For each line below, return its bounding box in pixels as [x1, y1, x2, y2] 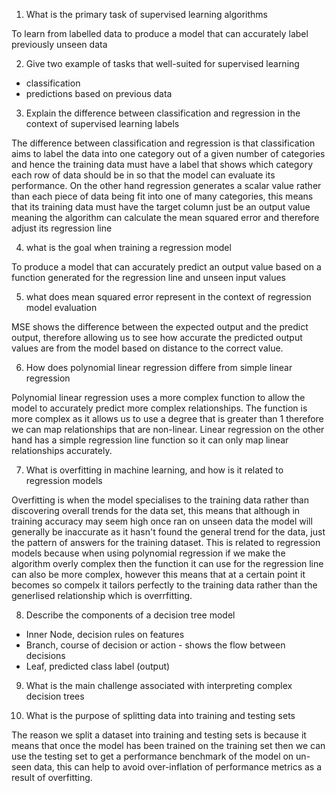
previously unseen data [11, 39, 108, 50]
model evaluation [25, 302, 98, 313]
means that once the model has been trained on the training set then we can [11, 740, 326, 751]
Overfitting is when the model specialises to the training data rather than [11, 494, 309, 506]
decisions [25, 650, 66, 661]
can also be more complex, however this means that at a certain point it [11, 569, 306, 580]
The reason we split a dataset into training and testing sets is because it [11, 729, 307, 741]
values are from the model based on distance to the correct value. [11, 342, 284, 354]
